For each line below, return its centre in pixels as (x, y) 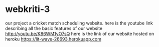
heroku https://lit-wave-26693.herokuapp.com (53, 39)
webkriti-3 (28, 9)
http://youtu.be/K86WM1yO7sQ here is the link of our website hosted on (80, 33)
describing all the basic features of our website (54, 28)
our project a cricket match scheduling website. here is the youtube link (79, 23)
